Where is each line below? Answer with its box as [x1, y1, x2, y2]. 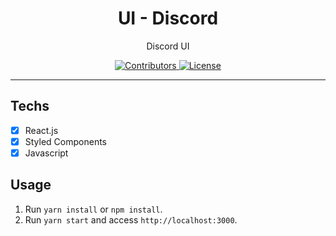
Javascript [24, 147, 69, 159]
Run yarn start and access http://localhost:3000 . [24, 213, 238, 226]
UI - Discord [117, 7, 219, 30]
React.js [24, 124, 59, 136]
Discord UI [146, 40, 190, 52]
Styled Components [24, 135, 108, 147]
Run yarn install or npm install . [24, 203, 163, 215]
